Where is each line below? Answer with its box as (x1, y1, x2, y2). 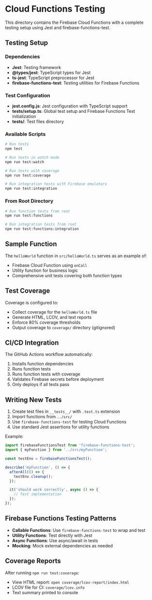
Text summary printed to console (12, 589, 78, 595)
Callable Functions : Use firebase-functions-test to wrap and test (12, 527, 146, 533)
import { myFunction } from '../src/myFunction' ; (5, 447, 107, 453)
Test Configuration (5, 92, 50, 99)
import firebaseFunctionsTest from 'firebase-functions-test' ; (5, 443, 136, 448)
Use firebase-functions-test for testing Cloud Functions (12, 419, 127, 425)
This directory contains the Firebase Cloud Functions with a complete (5, 19, 144, 25)
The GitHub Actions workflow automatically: (5, 352, 93, 357)
